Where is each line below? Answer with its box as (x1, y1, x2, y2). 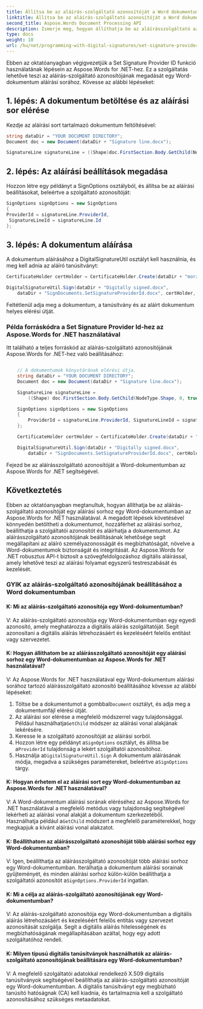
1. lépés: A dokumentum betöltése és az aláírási (6, 96, 189, 106)
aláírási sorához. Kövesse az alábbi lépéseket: (40, 78, 155, 85)
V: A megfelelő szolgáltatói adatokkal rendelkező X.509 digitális (6, 970, 164, 977)
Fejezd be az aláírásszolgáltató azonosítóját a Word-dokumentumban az (6, 461, 186, 468)
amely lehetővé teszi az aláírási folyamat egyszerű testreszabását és (6, 559, 177, 566)
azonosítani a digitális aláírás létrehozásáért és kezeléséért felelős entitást (6, 629, 191, 636)
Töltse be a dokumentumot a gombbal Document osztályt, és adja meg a (14, 700, 191, 708)
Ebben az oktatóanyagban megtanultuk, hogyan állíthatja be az (6, 501, 163, 508)
